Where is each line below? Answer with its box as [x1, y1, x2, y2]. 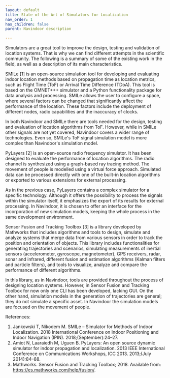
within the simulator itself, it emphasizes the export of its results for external [5, 198, 164, 204]
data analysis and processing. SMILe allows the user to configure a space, [5, 93, 161, 99]
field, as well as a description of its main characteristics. [5, 61, 123, 67]
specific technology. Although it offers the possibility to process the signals [5, 192, 163, 198]
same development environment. [5, 214, 74, 220]
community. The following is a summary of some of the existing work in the [5, 55, 162, 62]
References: [5, 314, 30, 320]
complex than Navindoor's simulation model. [5, 140, 98, 147]
